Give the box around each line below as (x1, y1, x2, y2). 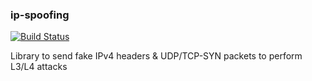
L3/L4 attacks (10, 61, 68, 73)
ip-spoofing (10, 8, 70, 22)
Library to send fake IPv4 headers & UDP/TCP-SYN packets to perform (10, 50, 303, 62)
